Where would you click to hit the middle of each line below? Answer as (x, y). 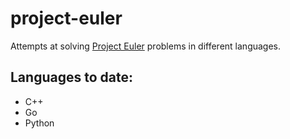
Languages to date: (71, 77)
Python (39, 123)
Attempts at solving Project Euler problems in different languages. (146, 46)
